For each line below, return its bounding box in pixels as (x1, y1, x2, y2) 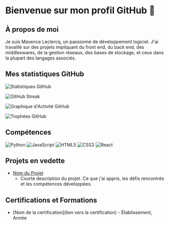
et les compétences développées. (20, 181, 92, 187)
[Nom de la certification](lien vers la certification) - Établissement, (12, 210, 153, 216)
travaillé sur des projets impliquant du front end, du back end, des (5, 44, 144, 50)
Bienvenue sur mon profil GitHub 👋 (5, 5, 155, 16)
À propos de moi (5, 25, 59, 34)
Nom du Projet (12, 170, 44, 176)
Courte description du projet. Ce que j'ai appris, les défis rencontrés (20, 175, 164, 181)
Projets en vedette (5, 156, 65, 166)
